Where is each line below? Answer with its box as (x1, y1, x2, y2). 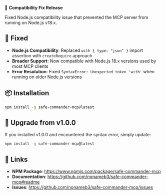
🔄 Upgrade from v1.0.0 (4, 118, 76, 127)
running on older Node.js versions (11, 74, 82, 80)
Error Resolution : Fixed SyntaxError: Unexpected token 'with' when (11, 68, 155, 74)
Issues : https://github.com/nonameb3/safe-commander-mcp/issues (11, 185, 153, 190)
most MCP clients (11, 63, 48, 69)
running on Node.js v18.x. (4, 20, 57, 25)
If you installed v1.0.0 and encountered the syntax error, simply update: (4, 132, 151, 138)
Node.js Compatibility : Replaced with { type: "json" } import (11, 47, 143, 53)
